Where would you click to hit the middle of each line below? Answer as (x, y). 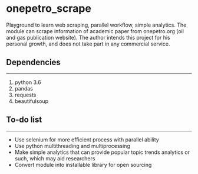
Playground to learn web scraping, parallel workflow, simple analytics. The (96, 25)
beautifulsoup (32, 101)
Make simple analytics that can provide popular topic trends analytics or (102, 152)
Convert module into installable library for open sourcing (83, 165)
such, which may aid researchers (55, 158)
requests (25, 95)
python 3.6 (28, 82)
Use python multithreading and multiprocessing (72, 146)
